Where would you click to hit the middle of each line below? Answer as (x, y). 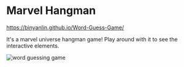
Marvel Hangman (51, 11)
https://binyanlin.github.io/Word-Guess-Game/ (65, 27)
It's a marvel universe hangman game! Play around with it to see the (92, 39)
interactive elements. (33, 46)
